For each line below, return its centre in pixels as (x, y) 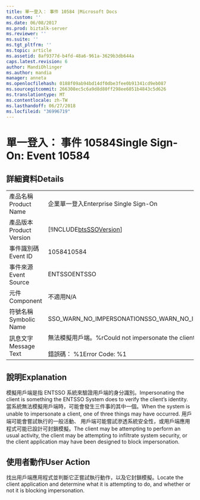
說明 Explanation (37, 377)
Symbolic (22, 320)
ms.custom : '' (24, 17)
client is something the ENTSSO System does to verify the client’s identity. (97, 399)
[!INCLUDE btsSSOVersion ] (85, 230)
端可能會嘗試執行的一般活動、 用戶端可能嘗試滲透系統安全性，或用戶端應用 (98, 421)
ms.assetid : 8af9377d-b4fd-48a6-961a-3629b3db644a (70, 56)
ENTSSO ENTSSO (72, 274)
